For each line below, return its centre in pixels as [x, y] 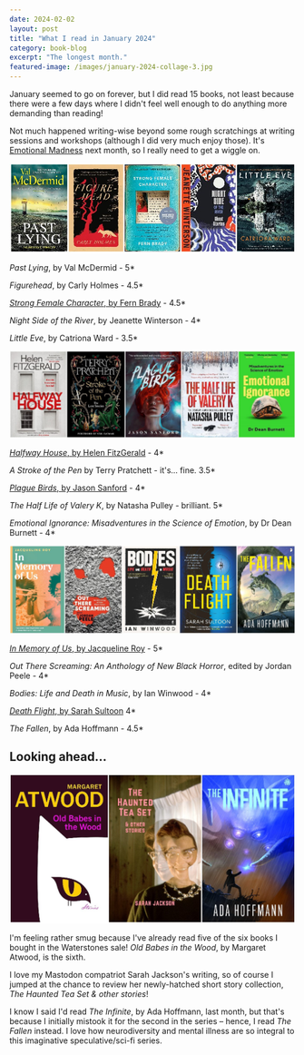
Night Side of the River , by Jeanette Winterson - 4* [105, 320]
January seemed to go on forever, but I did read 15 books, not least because [152, 94]
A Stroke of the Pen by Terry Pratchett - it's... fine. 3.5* [113, 470]
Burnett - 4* [33, 533]
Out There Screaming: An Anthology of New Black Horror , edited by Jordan [151, 666]
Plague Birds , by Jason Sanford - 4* [78, 488]
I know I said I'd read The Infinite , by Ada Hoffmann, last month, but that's [147, 1011]
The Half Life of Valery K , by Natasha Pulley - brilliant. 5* [117, 506]
